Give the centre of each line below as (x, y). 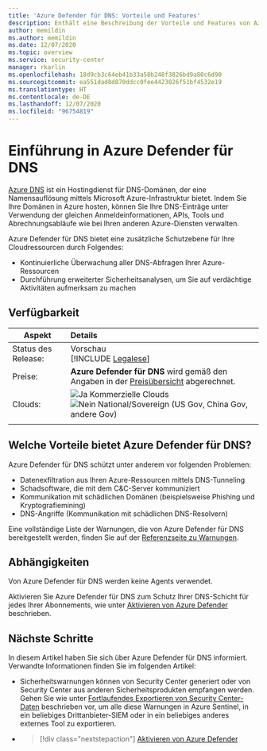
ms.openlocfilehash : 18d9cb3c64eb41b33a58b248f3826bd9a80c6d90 (115, 75)
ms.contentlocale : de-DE (49, 97)
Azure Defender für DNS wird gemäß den (149, 372)
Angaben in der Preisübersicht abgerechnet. (153, 381)
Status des (32, 349)
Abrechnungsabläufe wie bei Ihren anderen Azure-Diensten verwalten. (124, 223)
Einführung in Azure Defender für (121, 151)
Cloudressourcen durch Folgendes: (66, 247)
